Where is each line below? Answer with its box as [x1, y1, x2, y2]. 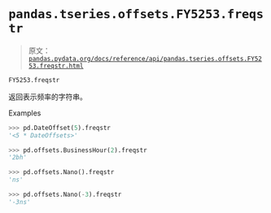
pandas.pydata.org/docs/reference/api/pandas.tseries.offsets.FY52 [28, 54, 262, 63]
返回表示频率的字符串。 [8, 92, 87, 102]
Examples [8, 108, 42, 118]
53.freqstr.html [28, 62, 84, 70]
